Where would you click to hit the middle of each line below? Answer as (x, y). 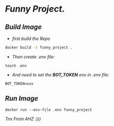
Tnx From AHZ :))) (23, 119)
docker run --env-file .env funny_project (49, 110)
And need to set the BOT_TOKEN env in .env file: (61, 74)
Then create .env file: (33, 56)
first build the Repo (31, 38)
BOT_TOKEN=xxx (19, 84)
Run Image (22, 99)
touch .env (16, 66)
